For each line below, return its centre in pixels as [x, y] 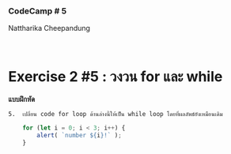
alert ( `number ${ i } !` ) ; [80, 136]
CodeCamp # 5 [38, 11]
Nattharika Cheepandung [49, 28]
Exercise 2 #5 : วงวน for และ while [116, 77]
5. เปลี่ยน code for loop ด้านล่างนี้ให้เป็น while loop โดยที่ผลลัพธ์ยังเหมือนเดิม [116, 115]
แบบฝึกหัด [22, 100]
